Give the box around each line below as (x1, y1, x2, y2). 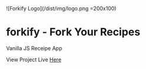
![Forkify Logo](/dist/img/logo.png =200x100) (6, 5, 117, 12)
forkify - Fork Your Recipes (6, 26, 141, 39)
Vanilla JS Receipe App (6, 44, 62, 51)
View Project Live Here (6, 56, 62, 63)
